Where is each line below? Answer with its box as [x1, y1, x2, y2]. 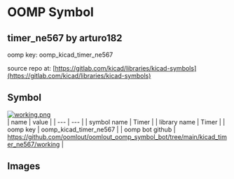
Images [7, 160, 41, 172]
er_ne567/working [7, 140, 60, 148]
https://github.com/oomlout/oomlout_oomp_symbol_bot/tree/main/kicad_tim [7, 132, 228, 141]
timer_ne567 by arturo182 [7, 32, 123, 44]
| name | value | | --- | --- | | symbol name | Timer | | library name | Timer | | [7, 117, 226, 126]
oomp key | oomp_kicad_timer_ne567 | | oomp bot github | [7, 125, 177, 134]
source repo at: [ [7, 64, 55, 72]
